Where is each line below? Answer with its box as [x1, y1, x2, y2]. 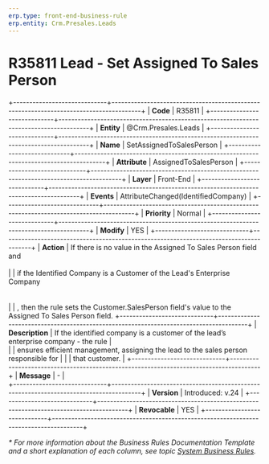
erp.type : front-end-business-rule [8, 11, 128, 20]
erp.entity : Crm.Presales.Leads [8, 19, 116, 27]
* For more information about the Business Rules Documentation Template [8, 437, 255, 447]
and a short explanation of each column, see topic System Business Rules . [8, 446, 257, 456]
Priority [145, 208, 171, 218]
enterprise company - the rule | [8, 337, 112, 347]
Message [18, 371, 51, 380]
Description [8, 328, 49, 338]
